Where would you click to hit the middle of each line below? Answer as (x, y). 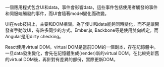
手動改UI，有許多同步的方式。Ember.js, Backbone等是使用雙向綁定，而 (86, 30)
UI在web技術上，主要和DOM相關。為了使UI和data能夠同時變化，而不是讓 (80, 24)
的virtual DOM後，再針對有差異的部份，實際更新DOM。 (61, 59)
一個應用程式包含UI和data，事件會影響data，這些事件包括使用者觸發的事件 (82, 7)
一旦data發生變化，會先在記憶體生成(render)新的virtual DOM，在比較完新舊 (82, 53)
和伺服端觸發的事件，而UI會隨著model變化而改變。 (57, 13)
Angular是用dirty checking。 (34, 36)
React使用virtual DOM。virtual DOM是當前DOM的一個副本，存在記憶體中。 (82, 47)
